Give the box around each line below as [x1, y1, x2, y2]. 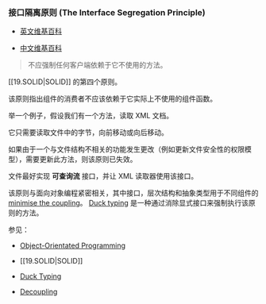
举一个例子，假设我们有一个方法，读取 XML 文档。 [8, 111, 173, 121]
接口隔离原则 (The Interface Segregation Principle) [8, 6, 206, 17]
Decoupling [19, 287, 58, 297]
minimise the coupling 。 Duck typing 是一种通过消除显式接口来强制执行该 [8, 198, 249, 208]
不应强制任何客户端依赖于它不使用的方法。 [27, 60, 168, 70]
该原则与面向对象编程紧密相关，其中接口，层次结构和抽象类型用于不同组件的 [8, 188, 259, 198]
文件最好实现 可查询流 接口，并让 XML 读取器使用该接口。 [8, 171, 199, 181]
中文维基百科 [19, 44, 62, 53]
